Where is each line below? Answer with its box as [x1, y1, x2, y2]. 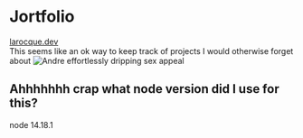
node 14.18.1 [9, 119, 53, 130]
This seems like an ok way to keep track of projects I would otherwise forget [9, 45, 294, 56]
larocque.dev [9, 36, 59, 47]
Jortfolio [9, 6, 75, 27]
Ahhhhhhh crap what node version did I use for [9, 81, 279, 97]
